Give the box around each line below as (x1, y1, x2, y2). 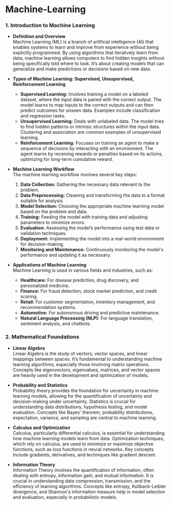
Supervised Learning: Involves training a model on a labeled (20, 91, 149, 98)
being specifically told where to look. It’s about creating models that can (12, 60, 164, 67)
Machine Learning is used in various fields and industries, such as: (12, 267, 153, 274)
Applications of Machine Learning (12, 262, 87, 268)
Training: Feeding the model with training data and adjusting (20, 214, 148, 220)
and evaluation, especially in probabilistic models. (12, 494, 117, 500)
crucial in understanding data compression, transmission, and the (12, 477, 151, 484)
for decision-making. (20, 241, 65, 247)
